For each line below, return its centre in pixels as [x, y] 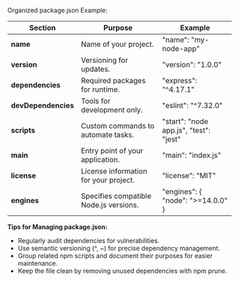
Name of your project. [117, 44]
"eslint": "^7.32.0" [193, 105]
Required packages [113, 81]
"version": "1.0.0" [192, 65]
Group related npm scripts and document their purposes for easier [115, 256]
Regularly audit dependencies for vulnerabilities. [89, 240]
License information [114, 171]
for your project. [108, 180]
